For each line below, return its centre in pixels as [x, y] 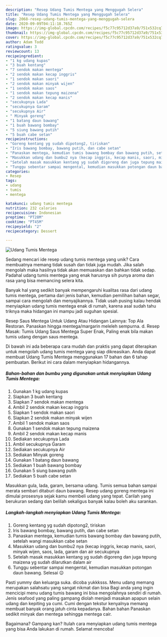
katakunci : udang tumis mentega [39, 203]
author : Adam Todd [25, 42]
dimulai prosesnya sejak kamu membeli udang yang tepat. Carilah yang [78, 496]
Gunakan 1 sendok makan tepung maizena [56, 428]
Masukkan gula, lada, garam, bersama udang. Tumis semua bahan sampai [81, 485]
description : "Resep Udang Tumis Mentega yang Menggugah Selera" [74, 10]
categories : [18, 171]
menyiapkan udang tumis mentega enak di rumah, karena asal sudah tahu [81, 306]
